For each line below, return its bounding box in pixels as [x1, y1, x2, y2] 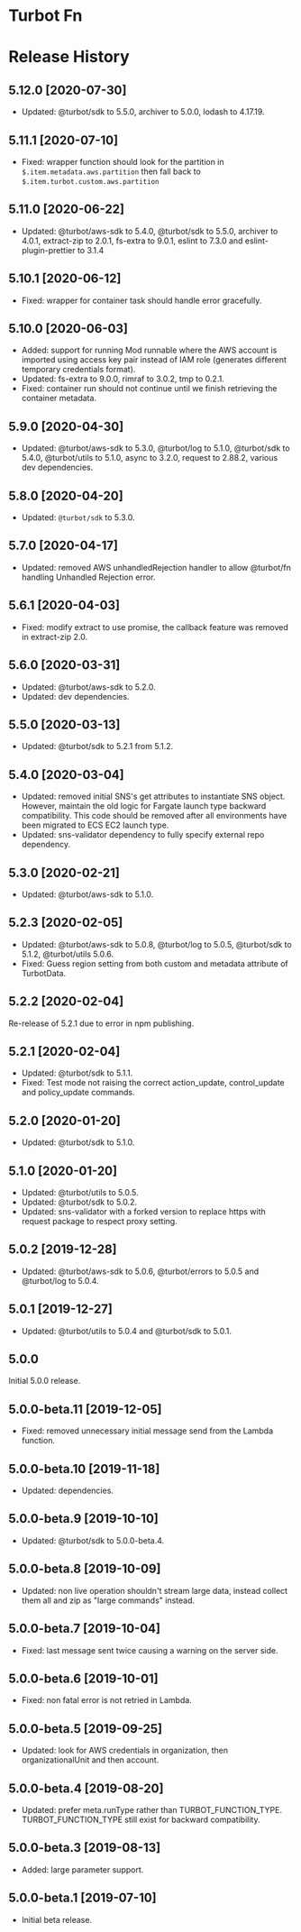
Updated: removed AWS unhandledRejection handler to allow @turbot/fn [21, 562, 292, 572]
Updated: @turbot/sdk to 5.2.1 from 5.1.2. [21, 741, 174, 752]
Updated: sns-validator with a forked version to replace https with [21, 1206, 267, 1217]
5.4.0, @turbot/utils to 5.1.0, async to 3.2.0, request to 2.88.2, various [21, 453, 278, 463]
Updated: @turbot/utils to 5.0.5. [21, 1187, 139, 1197]
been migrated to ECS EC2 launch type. [21, 819, 169, 830]
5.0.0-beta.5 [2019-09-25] [8, 1721, 163, 1736]
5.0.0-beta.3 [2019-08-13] [8, 1840, 161, 1855]
